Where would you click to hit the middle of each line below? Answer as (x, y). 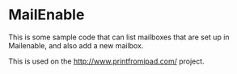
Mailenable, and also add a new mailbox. (76, 45)
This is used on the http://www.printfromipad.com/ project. (106, 61)
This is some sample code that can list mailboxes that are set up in (119, 37)
